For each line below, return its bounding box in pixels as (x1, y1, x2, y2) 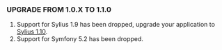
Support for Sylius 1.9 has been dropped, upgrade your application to (16, 21, 215, 29)
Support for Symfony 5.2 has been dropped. (16, 35, 144, 43)
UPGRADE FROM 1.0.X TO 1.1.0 (6, 5, 112, 14)
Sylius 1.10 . (16, 27, 48, 36)
